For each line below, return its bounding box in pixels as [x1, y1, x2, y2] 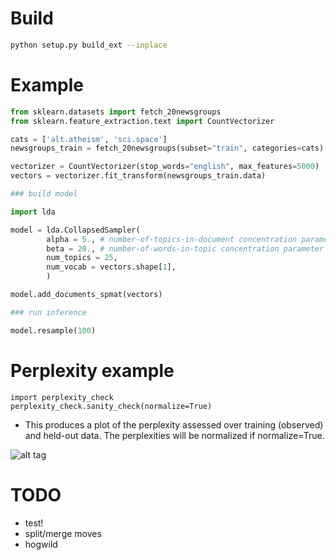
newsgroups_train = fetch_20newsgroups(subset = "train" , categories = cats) [10, 143, 325, 154]
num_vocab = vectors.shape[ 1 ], [46, 262, 177, 272]
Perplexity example [10, 359, 175, 382]
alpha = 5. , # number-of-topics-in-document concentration [46, 234, 298, 244]
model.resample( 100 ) [10, 325, 97, 336]
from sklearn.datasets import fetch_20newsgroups [10, 107, 222, 117]
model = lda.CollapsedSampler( [10, 225, 141, 235]
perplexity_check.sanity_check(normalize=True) [10, 401, 213, 411]
